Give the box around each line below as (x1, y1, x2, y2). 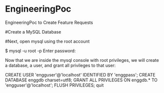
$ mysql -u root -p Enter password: (5, 48, 76, 54)
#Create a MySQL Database (5, 29, 61, 35)
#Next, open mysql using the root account (5, 38, 90, 44)
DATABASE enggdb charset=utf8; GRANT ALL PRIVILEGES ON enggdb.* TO (5, 77, 158, 83)
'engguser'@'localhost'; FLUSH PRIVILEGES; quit (5, 82, 104, 88)
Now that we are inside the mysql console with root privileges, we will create (5, 57, 159, 63)
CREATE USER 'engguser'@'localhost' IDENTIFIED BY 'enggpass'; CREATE (5, 72, 156, 77)
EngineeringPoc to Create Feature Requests (5, 19, 93, 25)
